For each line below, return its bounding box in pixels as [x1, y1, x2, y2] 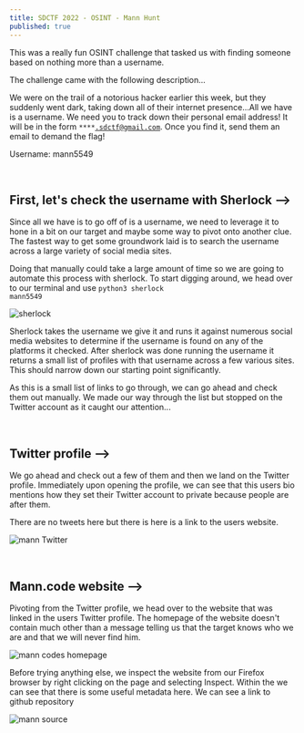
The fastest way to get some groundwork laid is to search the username [9, 236, 279, 247]
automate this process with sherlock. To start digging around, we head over [9, 273, 293, 284]
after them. [9, 499, 51, 511]
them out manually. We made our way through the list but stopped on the [9, 392, 283, 403]
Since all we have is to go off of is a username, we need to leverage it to [9, 216, 279, 228]
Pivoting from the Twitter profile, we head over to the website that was [9, 603, 273, 614]
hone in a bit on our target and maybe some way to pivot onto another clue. [9, 226, 292, 237]
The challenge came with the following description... [9, 74, 207, 85]
